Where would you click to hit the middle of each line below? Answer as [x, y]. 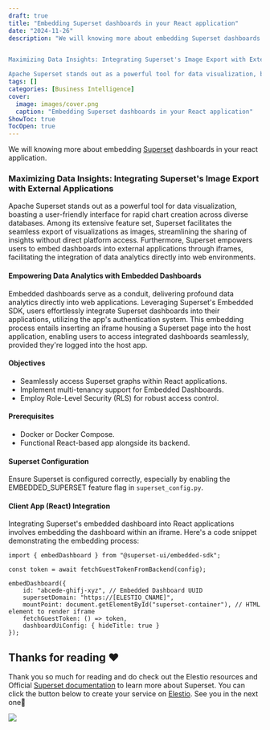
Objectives [27, 363]
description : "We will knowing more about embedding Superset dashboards [135, 38]
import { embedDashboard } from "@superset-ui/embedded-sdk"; [115, 556]
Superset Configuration [49, 461]
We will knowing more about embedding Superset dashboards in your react [133, 149]
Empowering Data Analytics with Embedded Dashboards [105, 276]
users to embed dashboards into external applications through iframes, [126, 249]
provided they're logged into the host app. [78, 345]
